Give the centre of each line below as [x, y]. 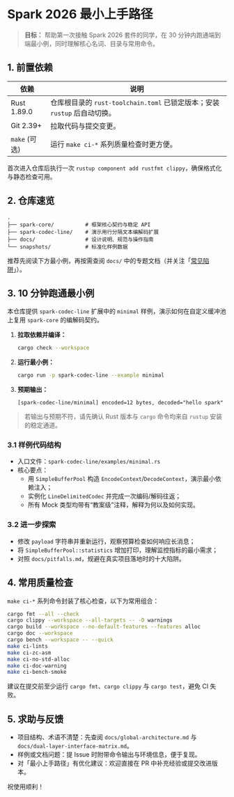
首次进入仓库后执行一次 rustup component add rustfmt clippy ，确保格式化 [115, 168]
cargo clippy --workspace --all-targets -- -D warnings [90, 620]
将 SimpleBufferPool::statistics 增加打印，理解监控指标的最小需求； [118, 550]
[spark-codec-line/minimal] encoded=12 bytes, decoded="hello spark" [120, 403]
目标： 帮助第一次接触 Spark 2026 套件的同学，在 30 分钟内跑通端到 [123, 35]
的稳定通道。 [42, 425]
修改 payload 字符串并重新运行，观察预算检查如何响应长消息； [106, 541]
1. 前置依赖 [30, 68]
